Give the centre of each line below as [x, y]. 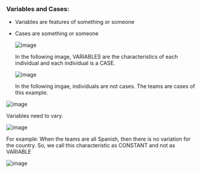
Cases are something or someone [57, 34]
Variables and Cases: [38, 9]
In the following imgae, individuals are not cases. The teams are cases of [105, 86]
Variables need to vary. [35, 116]
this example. [31, 93]
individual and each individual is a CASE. [65, 63]
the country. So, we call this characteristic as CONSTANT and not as [91, 145]
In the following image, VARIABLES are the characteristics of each [96, 57]
